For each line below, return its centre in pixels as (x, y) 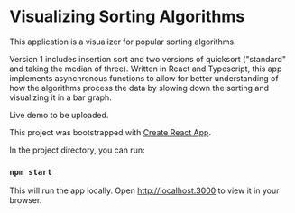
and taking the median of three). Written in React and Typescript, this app (146, 69)
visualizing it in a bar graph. (61, 97)
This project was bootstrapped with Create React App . (111, 132)
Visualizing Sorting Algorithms (127, 17)
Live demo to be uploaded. (59, 115)
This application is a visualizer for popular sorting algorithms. (123, 42)
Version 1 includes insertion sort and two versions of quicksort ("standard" (148, 59)
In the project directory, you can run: (77, 150)
